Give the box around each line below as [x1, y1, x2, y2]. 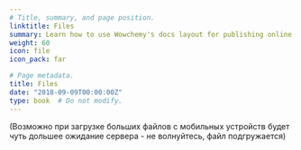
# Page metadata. [9, 71, 75, 81]
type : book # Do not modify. [9, 96, 123, 105]
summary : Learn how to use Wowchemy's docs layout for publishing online [9, 30, 293, 39]
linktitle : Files [9, 22, 75, 31]
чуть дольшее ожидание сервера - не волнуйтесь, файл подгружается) [9, 130, 287, 141]
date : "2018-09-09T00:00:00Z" [9, 87, 123, 97]
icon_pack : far [9, 55, 67, 64]
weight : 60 [9, 38, 50, 48]
